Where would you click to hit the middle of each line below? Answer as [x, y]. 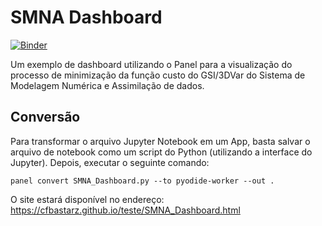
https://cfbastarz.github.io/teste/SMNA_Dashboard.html [125, 210]
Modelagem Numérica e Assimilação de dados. [107, 85]
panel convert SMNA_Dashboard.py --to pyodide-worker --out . [142, 181]
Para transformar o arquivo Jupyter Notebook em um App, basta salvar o [160, 141]
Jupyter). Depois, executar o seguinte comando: [110, 162]
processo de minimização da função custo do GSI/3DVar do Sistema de [158, 75]
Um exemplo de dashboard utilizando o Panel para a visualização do [151, 64]
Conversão [45, 117]
